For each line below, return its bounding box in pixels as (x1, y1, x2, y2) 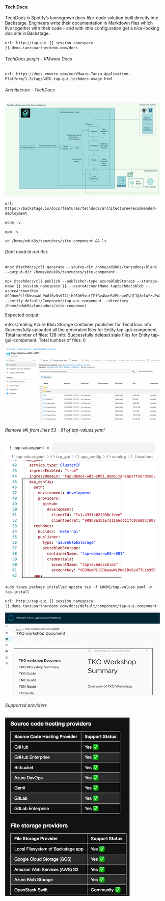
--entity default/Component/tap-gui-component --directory (5, 298, 129, 303)
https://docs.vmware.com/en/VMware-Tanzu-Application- (16, 72, 131, 77)
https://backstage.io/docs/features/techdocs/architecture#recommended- (5, 206, 157, 211)
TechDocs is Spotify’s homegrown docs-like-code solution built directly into (5, 15, 159, 21)
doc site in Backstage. (5, 30, 50, 36)
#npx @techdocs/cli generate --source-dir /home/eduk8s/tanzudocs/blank (5, 264, 157, 270)
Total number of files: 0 (38, 337, 86, 343)
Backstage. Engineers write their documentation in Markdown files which (5, 20, 153, 26)
